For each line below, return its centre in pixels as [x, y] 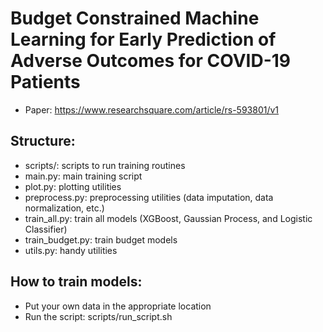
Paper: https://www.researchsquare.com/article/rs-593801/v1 [152, 109]
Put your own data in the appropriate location [118, 306]
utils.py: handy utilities [71, 250]
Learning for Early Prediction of [143, 39]
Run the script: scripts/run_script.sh [98, 316]
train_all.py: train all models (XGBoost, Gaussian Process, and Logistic [168, 218]
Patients [45, 82]
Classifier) [46, 229]
